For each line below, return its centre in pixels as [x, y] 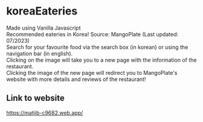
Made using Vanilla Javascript [43, 28]
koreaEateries [42, 11]
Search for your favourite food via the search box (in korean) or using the [97, 47]
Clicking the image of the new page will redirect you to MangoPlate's [92, 72]
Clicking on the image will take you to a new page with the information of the [101, 60]
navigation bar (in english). [40, 53]
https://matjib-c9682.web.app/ [45, 112]
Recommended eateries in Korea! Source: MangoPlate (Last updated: [92, 34]
